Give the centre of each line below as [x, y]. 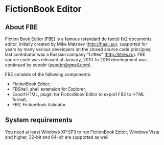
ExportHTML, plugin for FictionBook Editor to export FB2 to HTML [78, 94]
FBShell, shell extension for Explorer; [49, 89]
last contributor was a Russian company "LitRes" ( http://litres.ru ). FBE [75, 54]
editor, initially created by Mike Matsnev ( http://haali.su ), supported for [76, 44]
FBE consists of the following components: [48, 74]
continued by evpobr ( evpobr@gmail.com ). [48, 65]
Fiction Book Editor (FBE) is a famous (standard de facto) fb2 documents [78, 39]
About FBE [22, 27]
